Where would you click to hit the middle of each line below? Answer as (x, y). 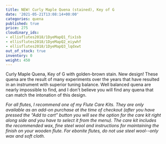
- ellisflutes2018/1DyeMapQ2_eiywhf (43, 42)
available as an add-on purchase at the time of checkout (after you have (80, 110)
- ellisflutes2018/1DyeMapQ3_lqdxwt (43, 46)
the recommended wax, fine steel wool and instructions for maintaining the (82, 126)
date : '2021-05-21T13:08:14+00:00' (42, 14)
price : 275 (17, 28)
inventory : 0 (19, 55)
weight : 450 (18, 60)
